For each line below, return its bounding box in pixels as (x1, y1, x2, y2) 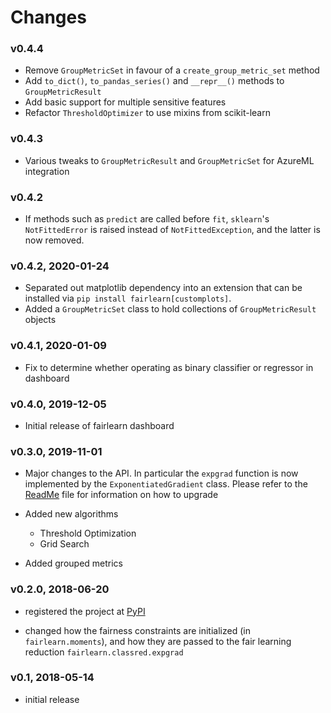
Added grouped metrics (24, 557, 124, 570)
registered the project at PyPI (24, 605, 146, 617)
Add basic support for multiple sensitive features (24, 96, 227, 108)
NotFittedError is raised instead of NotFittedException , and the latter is (24, 224, 321, 236)
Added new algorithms (24, 508, 119, 520)
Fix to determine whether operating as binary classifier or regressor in (24, 361, 314, 373)
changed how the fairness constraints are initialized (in (24, 624, 251, 636)
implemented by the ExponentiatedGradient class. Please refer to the (24, 478, 308, 490)
